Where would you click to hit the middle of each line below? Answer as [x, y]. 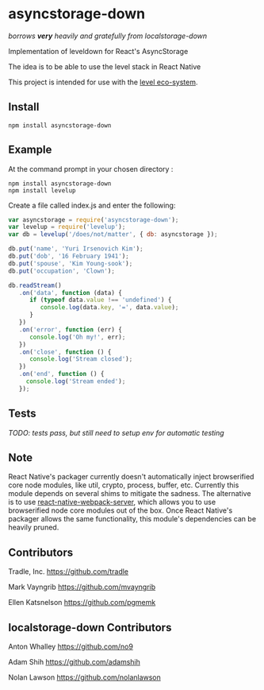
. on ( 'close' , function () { [65, 352]
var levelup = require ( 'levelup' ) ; [67, 227]
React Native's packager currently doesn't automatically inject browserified [131, 477]
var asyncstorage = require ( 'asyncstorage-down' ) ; [94, 219]
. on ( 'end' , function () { [61, 374]
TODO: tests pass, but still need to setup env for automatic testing [116, 432]
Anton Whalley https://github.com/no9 [71, 647]
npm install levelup [42, 190]
